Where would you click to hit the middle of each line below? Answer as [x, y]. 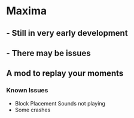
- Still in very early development [67, 33]
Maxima [26, 11]
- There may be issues [48, 53]
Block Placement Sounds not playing [60, 103]
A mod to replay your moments [65, 74]
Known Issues [27, 91]
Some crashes [33, 110]
